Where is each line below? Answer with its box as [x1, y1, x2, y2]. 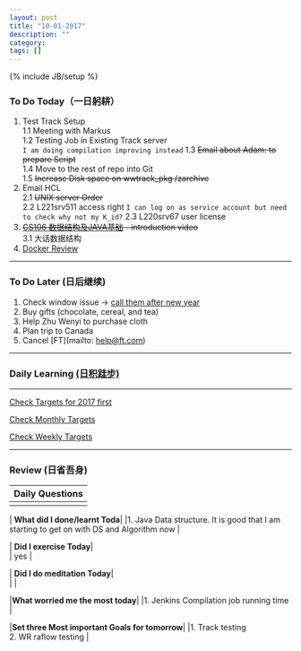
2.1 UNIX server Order [21, 192, 103, 203]
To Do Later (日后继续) [9, 275, 106, 288]
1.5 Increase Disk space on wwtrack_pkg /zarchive [21, 173, 210, 184]
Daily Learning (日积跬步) [9, 367, 120, 379]
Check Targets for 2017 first [9, 396, 112, 408]
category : [9, 38, 47, 48]
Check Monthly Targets [9, 414, 96, 425]
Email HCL [21, 183, 61, 194]
